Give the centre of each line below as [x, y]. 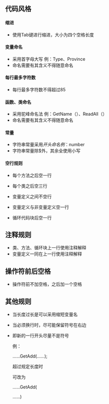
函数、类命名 [18, 102]
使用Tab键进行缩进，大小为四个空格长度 [53, 34]
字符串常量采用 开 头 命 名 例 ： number [49, 145]
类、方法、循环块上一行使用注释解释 [49, 248]
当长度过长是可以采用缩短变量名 [45, 314]
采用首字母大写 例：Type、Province [49, 59]
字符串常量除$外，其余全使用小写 [46, 151]
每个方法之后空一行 [32, 175]
